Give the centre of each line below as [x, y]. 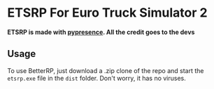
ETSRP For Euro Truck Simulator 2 [107, 13]
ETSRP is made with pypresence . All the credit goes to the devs [101, 32]
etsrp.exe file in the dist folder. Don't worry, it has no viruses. [97, 78]
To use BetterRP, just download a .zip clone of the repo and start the [106, 70]
